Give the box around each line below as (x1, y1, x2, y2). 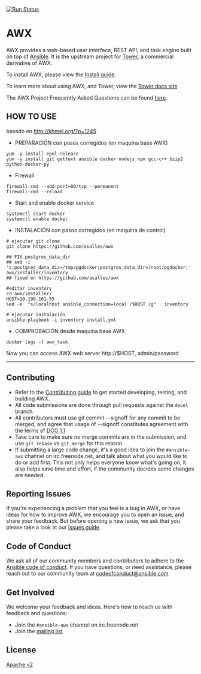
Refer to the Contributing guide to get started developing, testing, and (14, 388, 187, 396)
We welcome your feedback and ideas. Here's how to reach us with (6, 603, 173, 610)
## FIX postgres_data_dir (6, 254, 71, 260)
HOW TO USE (6, 112, 57, 122)
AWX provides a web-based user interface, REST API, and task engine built (6, 46, 191, 53)
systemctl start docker (6, 211, 66, 217)
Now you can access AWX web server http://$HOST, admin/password (6, 349, 179, 357)
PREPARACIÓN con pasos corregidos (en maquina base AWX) (14, 139, 168, 146)
